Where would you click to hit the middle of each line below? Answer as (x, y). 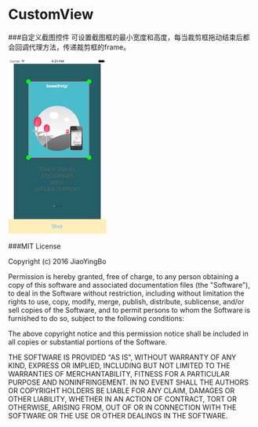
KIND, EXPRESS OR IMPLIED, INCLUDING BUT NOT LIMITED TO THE (119, 365)
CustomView (51, 15)
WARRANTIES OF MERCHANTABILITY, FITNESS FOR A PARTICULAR (119, 374)
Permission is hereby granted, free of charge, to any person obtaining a (124, 276)
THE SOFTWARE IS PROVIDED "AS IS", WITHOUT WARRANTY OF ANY (122, 357)
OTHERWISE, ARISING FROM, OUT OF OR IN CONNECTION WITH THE (122, 407)
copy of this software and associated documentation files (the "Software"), (129, 285)
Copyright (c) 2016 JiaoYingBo (57, 261)
